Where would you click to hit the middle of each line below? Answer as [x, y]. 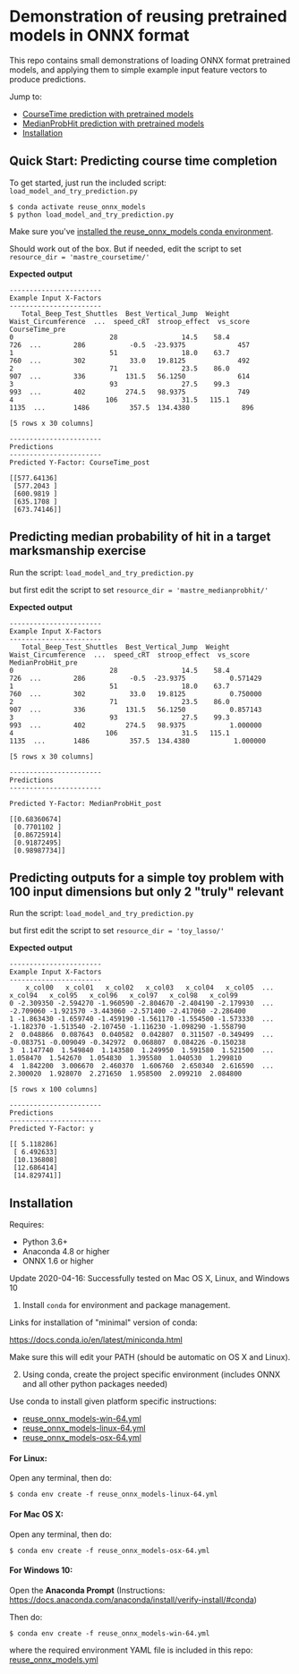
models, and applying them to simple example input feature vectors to [138, 70]
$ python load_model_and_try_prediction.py [92, 215]
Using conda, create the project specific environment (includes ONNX [151, 1374]
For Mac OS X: [37, 1514]
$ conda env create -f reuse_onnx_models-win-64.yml [110, 1633]
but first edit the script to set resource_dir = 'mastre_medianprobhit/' [139, 590]
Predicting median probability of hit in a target [140, 537]
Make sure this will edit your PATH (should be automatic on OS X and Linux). [150, 1357]
